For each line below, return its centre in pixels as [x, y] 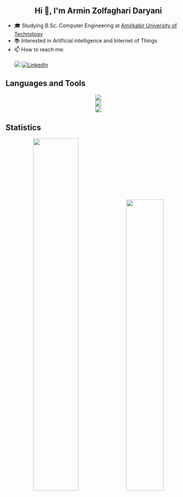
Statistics [24, 128]
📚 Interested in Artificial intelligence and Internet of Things [86, 40]
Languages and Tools [46, 83]
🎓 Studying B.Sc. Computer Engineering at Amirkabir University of [95, 25]
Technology [29, 34]
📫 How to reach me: [39, 49]
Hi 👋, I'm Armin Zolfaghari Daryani [98, 11]
